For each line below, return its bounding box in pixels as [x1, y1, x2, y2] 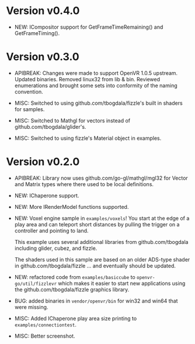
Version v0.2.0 [6, 155, 80, 168]
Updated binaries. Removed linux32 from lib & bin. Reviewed [14, 75, 161, 82]
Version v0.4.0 [6, 4, 80, 18]
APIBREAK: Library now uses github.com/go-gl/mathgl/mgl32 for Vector [14, 174, 188, 181]
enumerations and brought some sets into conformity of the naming [14, 82, 177, 89]
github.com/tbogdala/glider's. [14, 123, 86, 130]
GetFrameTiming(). [14, 29, 60, 36]
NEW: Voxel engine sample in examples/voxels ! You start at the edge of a [14, 215, 190, 222]
